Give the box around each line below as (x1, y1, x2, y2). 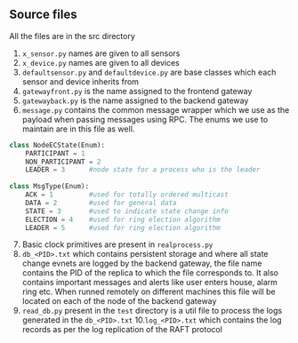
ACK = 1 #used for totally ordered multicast (25, 190, 229, 199)
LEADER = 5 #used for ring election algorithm (25, 223, 221, 232)
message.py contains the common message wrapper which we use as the (21, 104, 290, 115)
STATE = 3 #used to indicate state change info (25, 206, 229, 216)
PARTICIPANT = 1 (25, 148, 86, 158)
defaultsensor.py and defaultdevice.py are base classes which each (21, 67, 277, 77)
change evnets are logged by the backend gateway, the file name (21, 258, 262, 269)
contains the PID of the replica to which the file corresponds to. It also (21, 267, 278, 278)
